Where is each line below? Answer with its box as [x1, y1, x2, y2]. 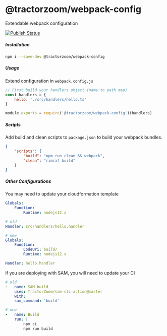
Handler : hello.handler [5, 261, 55, 266]
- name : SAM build [5, 284, 49, 289]
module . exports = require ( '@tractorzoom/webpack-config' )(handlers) [5, 111, 152, 116]
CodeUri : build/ [23, 247, 58, 252]
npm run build [23, 326, 53, 331]
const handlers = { [5, 92, 46, 97]
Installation [5, 41, 30, 47]
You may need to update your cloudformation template [5, 191, 119, 197]
